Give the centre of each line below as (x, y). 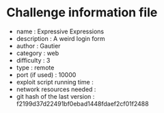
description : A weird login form (60, 38)
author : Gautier (38, 46)
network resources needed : (56, 89)
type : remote (35, 67)
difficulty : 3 (33, 60)
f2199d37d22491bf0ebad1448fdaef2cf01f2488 (82, 103)
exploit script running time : (55, 82)
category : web (38, 53)
